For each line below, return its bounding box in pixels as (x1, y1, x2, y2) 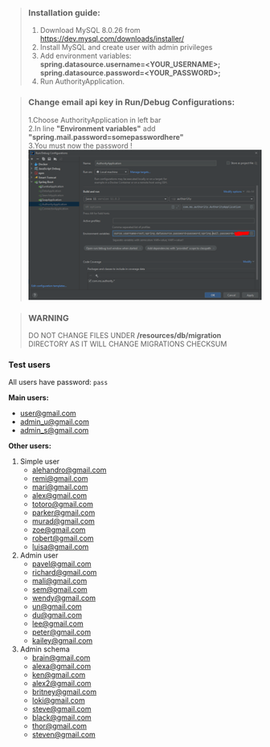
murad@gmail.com (31, 516, 95, 526)
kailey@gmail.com (31, 636, 93, 646)
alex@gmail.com (31, 491, 88, 500)
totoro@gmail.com (31, 500, 94, 509)
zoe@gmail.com (31, 525, 86, 535)
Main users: (8, 393, 50, 402)
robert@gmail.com (31, 533, 94, 543)
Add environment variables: (39, 51, 132, 61)
